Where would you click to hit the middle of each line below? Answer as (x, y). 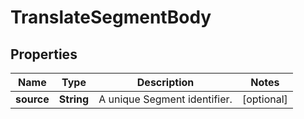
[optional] (264, 99)
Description (165, 82)
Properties (44, 54)
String (74, 99)
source (32, 99)
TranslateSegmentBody (111, 17)
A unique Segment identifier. (165, 99)
